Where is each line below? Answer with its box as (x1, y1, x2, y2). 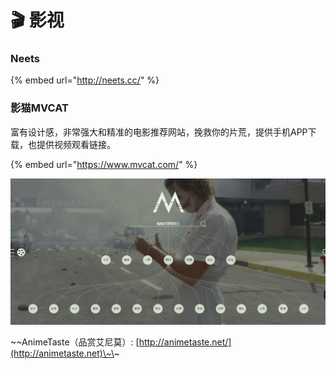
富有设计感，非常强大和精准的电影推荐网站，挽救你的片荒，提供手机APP (10, 126, 308, 138)
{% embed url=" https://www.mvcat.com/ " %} (10, 158, 198, 170)
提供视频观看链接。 (36, 138, 116, 150)
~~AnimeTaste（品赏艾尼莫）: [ (10, 336, 140, 348)
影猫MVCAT (10, 101, 69, 115)
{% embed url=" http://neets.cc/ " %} (10, 74, 160, 86)
